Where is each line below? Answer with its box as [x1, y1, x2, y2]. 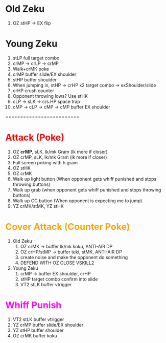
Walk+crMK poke [12, 66, 50, 72]
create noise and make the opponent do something [20, 254, 128, 260]
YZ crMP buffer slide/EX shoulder [12, 321, 84, 328]
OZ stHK [12, 165, 31, 171]
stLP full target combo [12, 55, 60, 61]
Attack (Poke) [5, 132, 65, 143]
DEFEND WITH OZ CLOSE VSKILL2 [20, 260, 94, 266]
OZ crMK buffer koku [12, 332, 58, 338]
